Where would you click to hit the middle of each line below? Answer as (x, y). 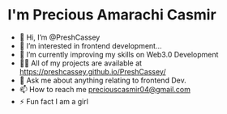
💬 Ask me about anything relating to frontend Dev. (103, 80)
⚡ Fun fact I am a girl (54, 101)
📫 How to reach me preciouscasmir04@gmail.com (105, 89)
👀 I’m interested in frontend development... (91, 45)
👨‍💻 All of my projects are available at (81, 63)
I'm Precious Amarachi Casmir (112, 15)
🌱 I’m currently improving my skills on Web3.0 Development (119, 54)
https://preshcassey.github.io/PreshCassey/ (92, 71)
